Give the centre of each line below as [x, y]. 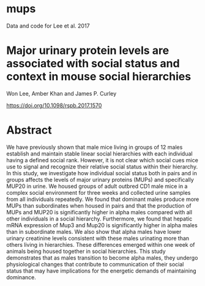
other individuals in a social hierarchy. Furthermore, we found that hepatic [99, 219]
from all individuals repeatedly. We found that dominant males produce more [103, 199]
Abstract [29, 130]
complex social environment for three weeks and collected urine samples [99, 192]
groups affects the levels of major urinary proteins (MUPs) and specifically [100, 179]
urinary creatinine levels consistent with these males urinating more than [98, 238]
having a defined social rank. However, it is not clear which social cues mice [102, 160]
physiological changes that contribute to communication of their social [95, 264]
